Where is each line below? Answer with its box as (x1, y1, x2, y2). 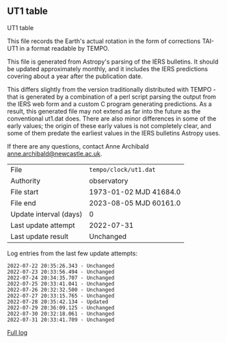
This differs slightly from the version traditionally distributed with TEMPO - (7, 85, 217, 93)
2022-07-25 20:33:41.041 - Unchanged (7, 280, 115, 287)
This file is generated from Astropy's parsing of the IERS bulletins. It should (7, 58, 219, 66)
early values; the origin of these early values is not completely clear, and (7, 121, 212, 129)
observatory (88, 176, 129, 186)
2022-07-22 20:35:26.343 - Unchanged (7, 262, 115, 269)
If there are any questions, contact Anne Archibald (7, 142, 149, 150)
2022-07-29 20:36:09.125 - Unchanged (7, 304, 115, 311)
